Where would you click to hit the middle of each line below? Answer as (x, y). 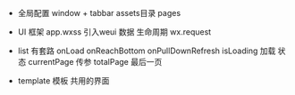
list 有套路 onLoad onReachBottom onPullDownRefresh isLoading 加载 (147, 51)
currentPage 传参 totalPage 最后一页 (95, 62)
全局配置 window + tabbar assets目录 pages (99, 13)
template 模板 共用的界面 (63, 81)
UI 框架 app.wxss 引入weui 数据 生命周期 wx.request (114, 32)
